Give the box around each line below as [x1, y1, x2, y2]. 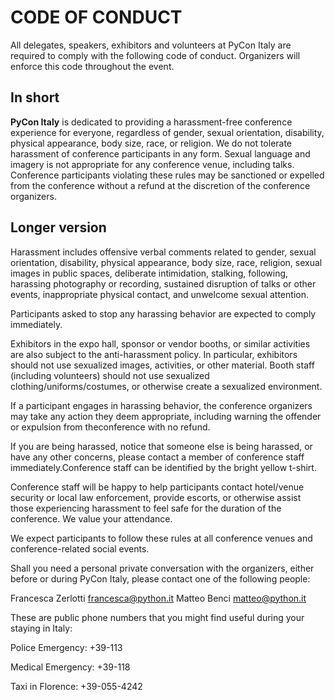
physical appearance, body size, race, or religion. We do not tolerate [10, 137, 293, 149]
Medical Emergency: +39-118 [10, 661, 131, 673]
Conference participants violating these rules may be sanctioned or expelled [10, 169, 325, 181]
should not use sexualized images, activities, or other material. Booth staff [10, 359, 315, 371]
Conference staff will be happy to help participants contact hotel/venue [10, 481, 305, 493]
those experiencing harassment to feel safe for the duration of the [10, 502, 282, 514]
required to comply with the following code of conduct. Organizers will [10, 49, 301, 61]
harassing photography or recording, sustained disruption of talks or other [10, 277, 317, 290]
